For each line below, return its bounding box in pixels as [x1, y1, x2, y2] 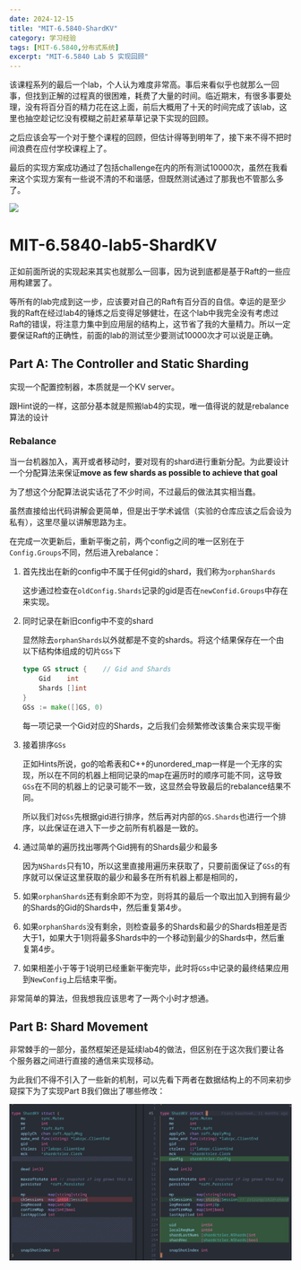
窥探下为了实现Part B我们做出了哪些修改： [9, 1086, 166, 1097]
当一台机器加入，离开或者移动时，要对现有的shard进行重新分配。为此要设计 [9, 456, 289, 467]
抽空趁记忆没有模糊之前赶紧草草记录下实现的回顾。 [24, 113, 213, 124]
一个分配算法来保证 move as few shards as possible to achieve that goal [9, 468, 278, 478]
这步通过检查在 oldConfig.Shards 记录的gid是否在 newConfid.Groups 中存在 [21, 585, 288, 596]
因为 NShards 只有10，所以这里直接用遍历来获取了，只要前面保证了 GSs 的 [21, 860, 283, 871]
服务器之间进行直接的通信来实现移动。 [16, 1055, 159, 1066]
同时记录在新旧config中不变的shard [21, 616, 154, 626]
